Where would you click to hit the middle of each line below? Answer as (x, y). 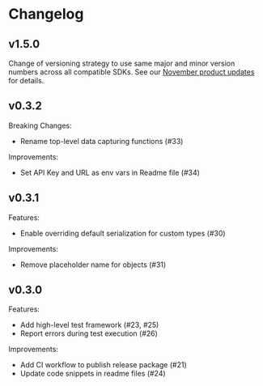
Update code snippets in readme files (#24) (93, 374)
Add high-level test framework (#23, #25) (89, 325)
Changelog (46, 14)
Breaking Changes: (40, 125)
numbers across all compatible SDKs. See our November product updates (131, 72)
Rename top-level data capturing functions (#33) (102, 141)
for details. (26, 81)
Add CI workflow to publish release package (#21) (104, 365)
